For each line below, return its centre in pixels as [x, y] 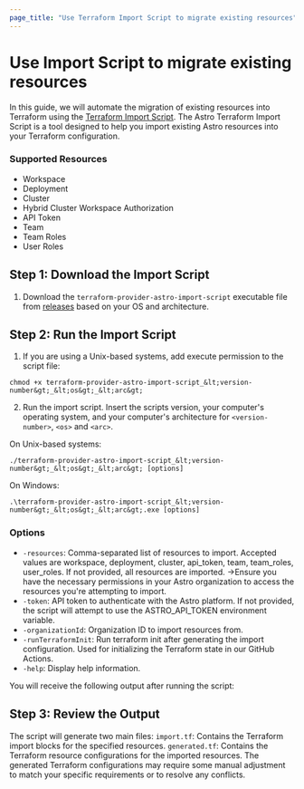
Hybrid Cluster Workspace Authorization [98, 207]
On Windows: [34, 486]
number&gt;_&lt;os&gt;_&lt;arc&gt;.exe [85, 510]
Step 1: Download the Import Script [109, 275]
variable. [39, 620]
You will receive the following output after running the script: [122, 686]
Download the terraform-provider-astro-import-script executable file [155, 296]
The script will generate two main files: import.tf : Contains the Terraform [147, 736]
